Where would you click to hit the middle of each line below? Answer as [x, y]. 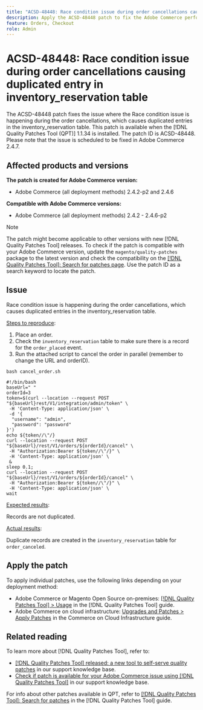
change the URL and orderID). [52, 360]
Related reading [37, 637]
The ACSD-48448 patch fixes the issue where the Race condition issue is [98, 114]
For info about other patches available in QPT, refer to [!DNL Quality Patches [101, 694]
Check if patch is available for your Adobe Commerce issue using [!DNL [105, 676]
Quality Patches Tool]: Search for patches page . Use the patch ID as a [93, 265]
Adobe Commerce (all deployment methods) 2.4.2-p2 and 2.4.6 [94, 192]
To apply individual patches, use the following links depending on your [94, 580]
